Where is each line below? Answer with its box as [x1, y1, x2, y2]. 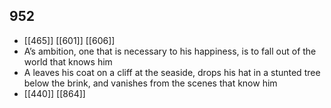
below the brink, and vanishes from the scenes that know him [23, 77, 278, 89]
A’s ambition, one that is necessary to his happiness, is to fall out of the [23, 45, 317, 57]
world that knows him [23, 55, 113, 68]
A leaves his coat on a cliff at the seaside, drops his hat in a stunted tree [23, 66, 321, 78]
